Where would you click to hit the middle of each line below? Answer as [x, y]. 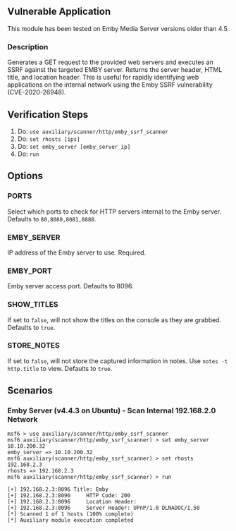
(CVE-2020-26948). [37, 92]
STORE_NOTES [33, 346]
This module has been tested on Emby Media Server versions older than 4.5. [118, 28]
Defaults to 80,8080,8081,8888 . [52, 219]
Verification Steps [48, 115]
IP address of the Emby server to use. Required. [77, 252]
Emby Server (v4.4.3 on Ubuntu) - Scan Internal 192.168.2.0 [112, 410]
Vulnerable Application [59, 12]
